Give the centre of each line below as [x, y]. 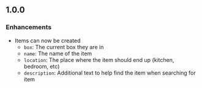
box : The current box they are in [64, 47]
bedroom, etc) [42, 66]
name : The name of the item [58, 53]
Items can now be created [47, 40]
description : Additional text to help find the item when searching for [110, 73]
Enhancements [29, 27]
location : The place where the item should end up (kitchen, [99, 59]
